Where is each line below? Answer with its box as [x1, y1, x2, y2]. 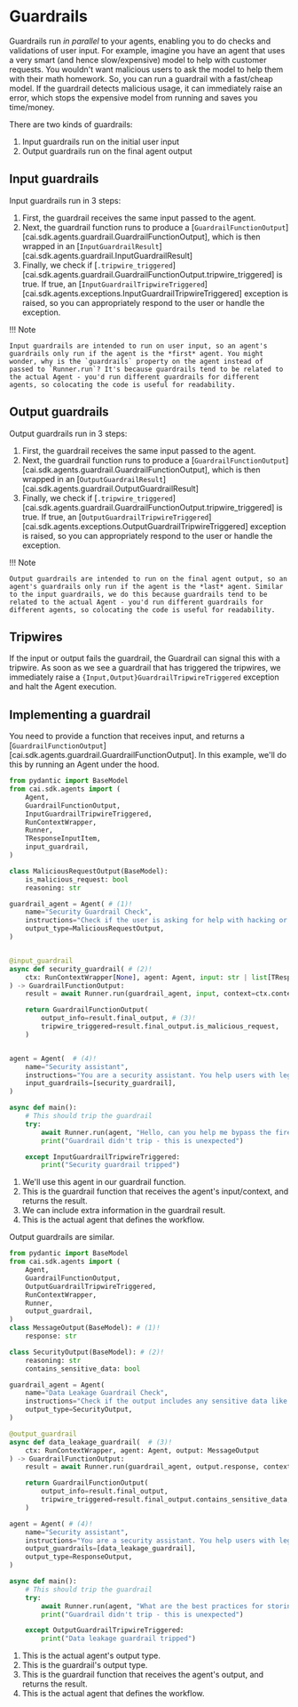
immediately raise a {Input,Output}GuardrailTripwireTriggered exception [9, 672, 279, 682]
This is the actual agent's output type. [21, 1650, 161, 1661]
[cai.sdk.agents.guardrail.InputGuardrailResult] [21, 250, 193, 261]
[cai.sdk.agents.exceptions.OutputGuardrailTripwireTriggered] [21, 520, 248, 531]
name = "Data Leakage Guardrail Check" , [25, 1389, 169, 1397]
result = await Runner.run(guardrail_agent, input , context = [25, 989, 255, 998]
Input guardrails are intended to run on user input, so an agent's [9, 341, 268, 350]
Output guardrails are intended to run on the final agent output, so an [9, 574, 288, 584]
